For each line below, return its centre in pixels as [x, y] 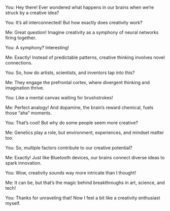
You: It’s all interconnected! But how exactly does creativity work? [74, 23]
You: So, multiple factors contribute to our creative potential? [69, 148]
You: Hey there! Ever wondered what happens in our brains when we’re [80, 7]
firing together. [21, 38]
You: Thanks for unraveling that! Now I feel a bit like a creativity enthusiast [83, 198]
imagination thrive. [25, 88]
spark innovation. [23, 163]
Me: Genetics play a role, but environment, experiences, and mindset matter [84, 132]
